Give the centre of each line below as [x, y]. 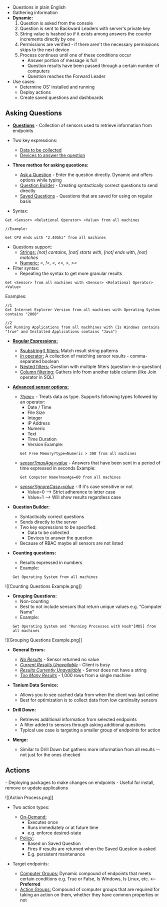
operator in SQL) [37, 377]
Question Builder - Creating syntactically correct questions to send [89, 185]
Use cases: [24, 81]
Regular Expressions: [35, 341]
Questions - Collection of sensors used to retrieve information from [82, 125]
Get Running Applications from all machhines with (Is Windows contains [82, 327]
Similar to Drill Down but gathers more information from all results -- [90, 749]
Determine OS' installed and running [57, 87]
